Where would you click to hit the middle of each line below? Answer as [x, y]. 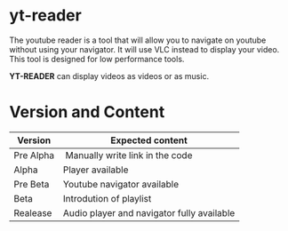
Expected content [149, 140]
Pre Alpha [34, 155]
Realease [33, 212]
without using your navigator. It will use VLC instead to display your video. [144, 49]
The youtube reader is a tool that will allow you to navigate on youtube [138, 40]
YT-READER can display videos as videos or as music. [109, 76]
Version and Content [87, 112]
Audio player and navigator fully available [149, 212]
